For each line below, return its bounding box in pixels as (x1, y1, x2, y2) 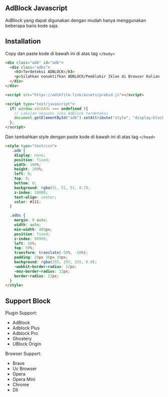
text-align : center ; (14, 195, 57, 200)
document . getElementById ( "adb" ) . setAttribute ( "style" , (14, 115, 131, 121)
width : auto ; (14, 222, 41, 227)
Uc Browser (12, 365, 37, 372)
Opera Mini (12, 376, 36, 382)
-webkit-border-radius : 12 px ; (14, 264, 77, 269)
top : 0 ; (14, 176, 30, 181)
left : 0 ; (14, 171, 32, 177)
